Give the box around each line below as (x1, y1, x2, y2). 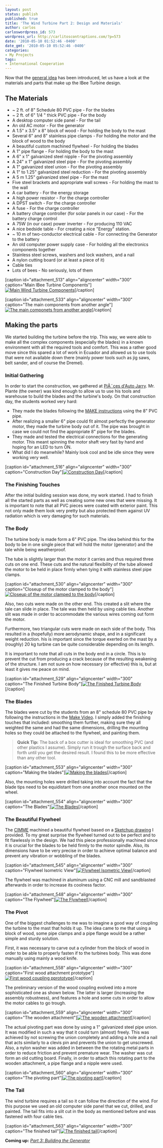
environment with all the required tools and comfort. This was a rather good (5, 344, 157, 350)
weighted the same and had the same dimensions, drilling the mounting (5, 724, 148, 730)
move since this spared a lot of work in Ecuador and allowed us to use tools (5, 349, 157, 355)
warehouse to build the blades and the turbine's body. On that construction (5, 393, 156, 399)
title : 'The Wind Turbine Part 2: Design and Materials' (5, 20, 123, 26)
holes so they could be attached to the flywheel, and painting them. (5, 730, 140, 736)
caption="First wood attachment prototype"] (5, 970, 94, 976)
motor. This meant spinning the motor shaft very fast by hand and (12, 439, 144, 445)
